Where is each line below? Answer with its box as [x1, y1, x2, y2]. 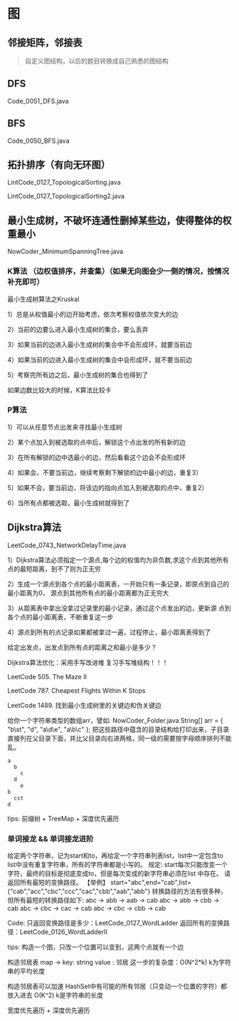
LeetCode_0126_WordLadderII [19, 928, 108, 936]
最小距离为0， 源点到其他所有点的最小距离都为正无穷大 [7, 589, 169, 597]
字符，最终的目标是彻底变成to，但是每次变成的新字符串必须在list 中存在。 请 [7, 869, 231, 878]
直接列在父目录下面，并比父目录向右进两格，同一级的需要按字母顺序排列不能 [7, 733, 232, 742]
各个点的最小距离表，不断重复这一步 [7, 612, 114, 621]
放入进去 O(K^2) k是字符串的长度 [7, 990, 104, 999]
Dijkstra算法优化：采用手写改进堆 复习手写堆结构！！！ [7, 658, 169, 666]
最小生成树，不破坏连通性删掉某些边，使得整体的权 [7, 214, 232, 226]
